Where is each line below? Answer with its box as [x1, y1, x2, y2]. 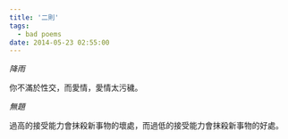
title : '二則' [9, 12, 60, 22]
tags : [9, 21, 30, 30]
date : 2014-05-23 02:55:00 [9, 37, 110, 47]
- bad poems [17, 29, 63, 38]
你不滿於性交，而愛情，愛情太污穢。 [9, 82, 143, 94]
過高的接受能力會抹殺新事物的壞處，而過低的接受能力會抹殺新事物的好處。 [9, 120, 284, 131]
